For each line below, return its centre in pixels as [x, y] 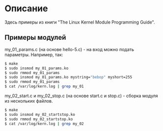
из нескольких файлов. [29, 101]
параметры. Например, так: [34, 54]
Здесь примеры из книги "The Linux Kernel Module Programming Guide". [80, 22]
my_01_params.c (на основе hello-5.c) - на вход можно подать [69, 49]
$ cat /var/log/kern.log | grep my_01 [44, 86]
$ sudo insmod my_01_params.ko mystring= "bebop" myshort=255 [68, 77]
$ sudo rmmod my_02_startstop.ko [39, 119]
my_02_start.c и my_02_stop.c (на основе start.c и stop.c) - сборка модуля [81, 96]
